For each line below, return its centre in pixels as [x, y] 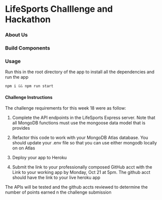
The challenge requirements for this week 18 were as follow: [66, 108]
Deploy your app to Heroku [39, 158]
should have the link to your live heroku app [56, 177]
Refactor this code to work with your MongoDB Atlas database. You [80, 138]
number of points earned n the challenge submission [58, 192]
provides [21, 128]
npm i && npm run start [29, 86]
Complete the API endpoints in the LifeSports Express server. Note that [84, 118]
